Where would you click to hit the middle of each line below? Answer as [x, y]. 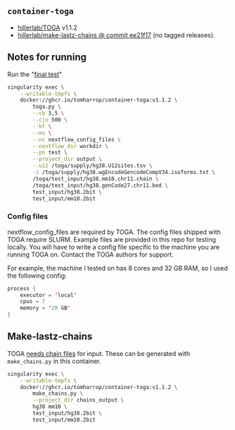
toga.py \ [47, 107]
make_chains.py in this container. [54, 361]
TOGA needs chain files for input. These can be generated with [99, 353]
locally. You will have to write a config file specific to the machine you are [114, 247]
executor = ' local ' [49, 295]
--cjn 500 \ [50, 120]
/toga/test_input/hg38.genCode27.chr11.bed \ [101, 185]
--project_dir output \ [67, 159]
